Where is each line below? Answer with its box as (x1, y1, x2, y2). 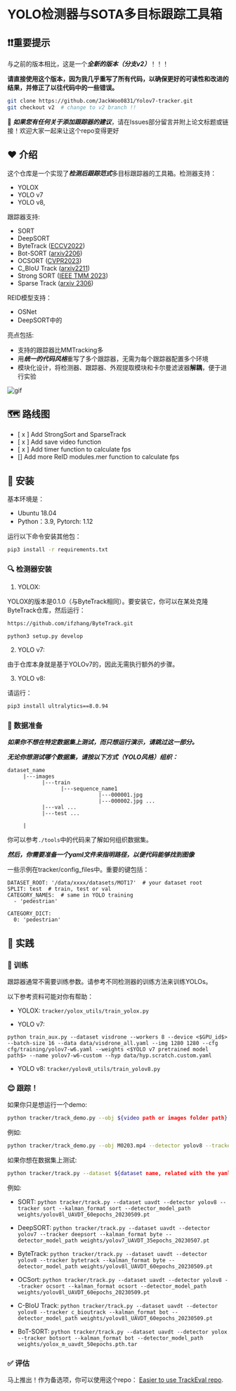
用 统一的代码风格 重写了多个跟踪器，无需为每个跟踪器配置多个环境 (17, 354, 209, 363)
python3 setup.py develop (7, 633, 83, 640)
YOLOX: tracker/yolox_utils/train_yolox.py (17, 1006, 150, 1015)
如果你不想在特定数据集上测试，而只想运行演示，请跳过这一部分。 (7, 738, 198, 746)
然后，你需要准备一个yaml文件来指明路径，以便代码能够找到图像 (7, 850, 195, 859)
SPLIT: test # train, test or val (7, 885, 112, 893)
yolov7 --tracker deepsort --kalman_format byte (17, 1231, 163, 1238)
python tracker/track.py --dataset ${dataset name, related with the (7, 1170, 216, 1177)
